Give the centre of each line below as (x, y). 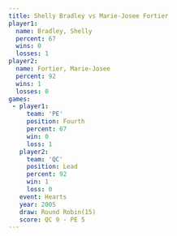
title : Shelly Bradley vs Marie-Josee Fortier (88, 16)
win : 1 (37, 182)
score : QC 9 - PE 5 (52, 220)
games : (19, 99)
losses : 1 (32, 54)
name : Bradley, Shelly (54, 31)
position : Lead (52, 167)
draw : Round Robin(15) (57, 212)
